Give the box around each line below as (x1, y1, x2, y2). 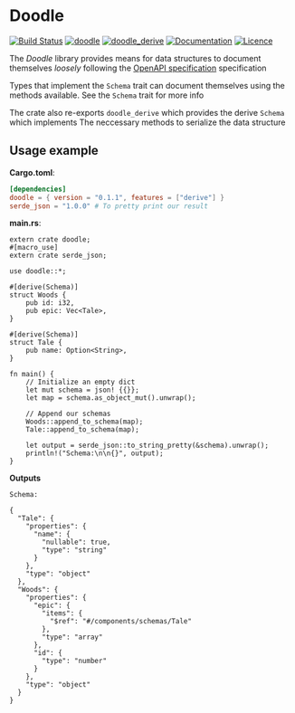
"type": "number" (42, 657, 107, 666)
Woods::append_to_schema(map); (25, 417, 144, 426)
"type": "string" (42, 546, 107, 555)
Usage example (9, 143, 100, 158)
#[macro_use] (9, 243, 59, 252)
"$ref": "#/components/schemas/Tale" (49, 617, 193, 626)
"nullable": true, (42, 537, 111, 547)
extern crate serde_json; (9, 251, 107, 261)
